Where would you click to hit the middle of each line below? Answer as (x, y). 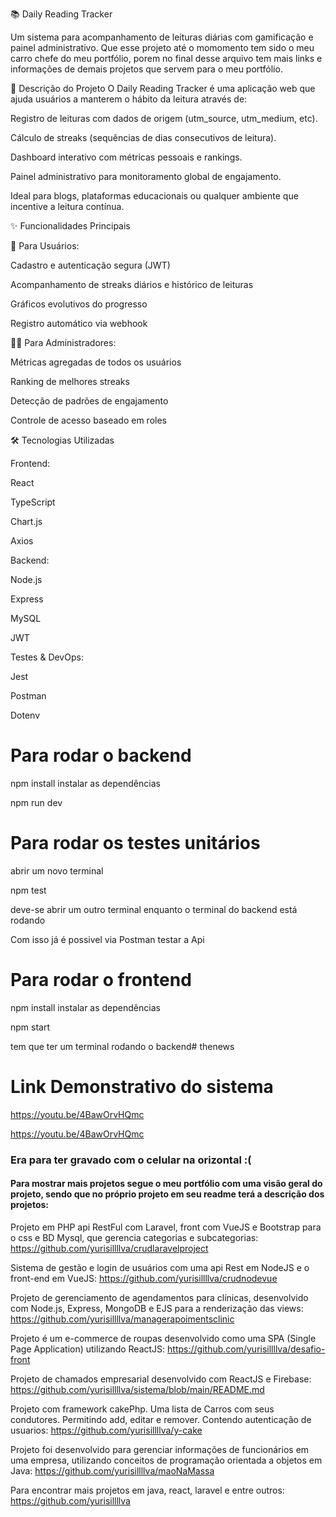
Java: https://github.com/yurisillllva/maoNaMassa (112, 1470)
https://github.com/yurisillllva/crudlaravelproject (109, 1248)
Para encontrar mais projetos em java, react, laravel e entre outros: (147, 1490)
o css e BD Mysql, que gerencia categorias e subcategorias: (134, 1237)
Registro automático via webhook (79, 323)
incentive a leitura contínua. (67, 206)
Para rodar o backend (101, 755)
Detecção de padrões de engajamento (89, 401)
